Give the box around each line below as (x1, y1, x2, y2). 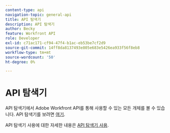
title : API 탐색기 (5, 17, 41, 22)
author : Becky (5, 26, 36, 31)
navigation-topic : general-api (5, 12, 72, 17)
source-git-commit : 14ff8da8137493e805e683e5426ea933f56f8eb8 (5, 45, 140, 50)
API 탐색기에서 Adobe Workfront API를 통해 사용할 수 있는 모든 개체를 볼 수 (5, 105, 156, 111)
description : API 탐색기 (5, 21, 55, 27)
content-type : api (5, 7, 44, 13)
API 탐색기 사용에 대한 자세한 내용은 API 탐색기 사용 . (5, 122, 109, 128)
